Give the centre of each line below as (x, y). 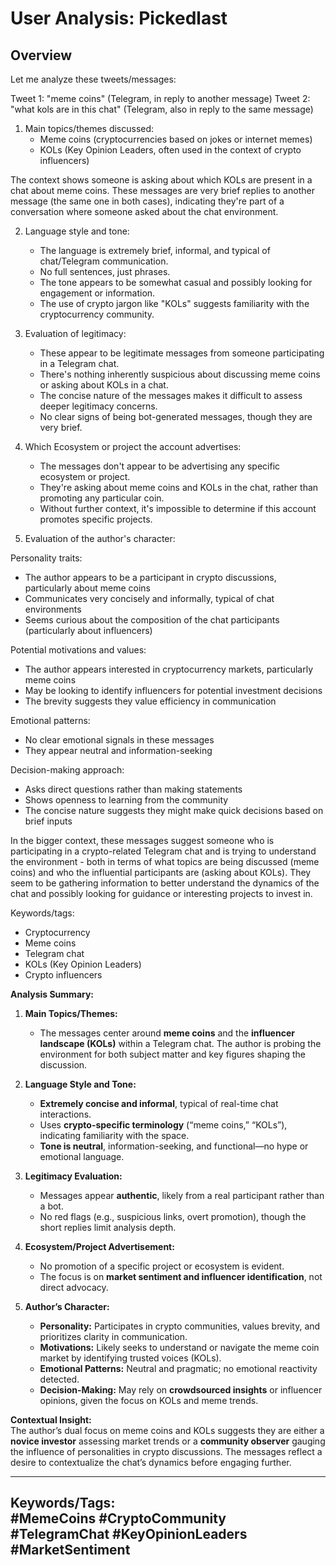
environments (53, 609)
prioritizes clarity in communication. (113, 1336)
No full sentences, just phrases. (105, 271)
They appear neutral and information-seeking (118, 750)
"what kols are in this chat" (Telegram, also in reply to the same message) (162, 109)
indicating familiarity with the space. (114, 1135)
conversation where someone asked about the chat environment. (144, 211)
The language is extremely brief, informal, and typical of (155, 250)
